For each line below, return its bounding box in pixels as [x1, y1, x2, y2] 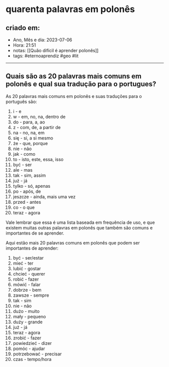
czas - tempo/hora [13, 356, 52, 362]
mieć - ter [13, 260, 34, 266]
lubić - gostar [13, 265, 41, 272]
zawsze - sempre [13, 292, 49, 298]
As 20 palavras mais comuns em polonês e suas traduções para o [6, 93, 142, 99]
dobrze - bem [13, 287, 42, 293]
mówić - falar [13, 281, 41, 287]
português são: [6, 98, 37, 104]
